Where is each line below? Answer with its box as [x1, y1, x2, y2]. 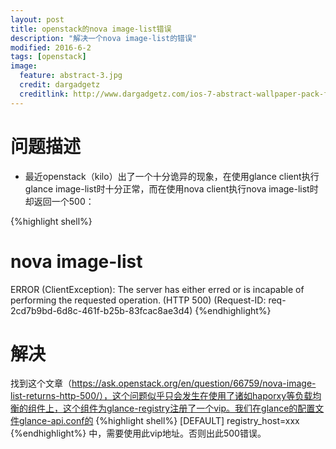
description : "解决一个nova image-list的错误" [10, 33, 198, 43]
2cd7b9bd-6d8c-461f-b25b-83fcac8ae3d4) [10, 304, 193, 316]
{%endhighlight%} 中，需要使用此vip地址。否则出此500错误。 [10, 427, 267, 440]
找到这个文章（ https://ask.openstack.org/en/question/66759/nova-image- [10, 377, 317, 390]
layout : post [10, 14, 65, 25]
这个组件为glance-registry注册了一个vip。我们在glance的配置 [62, 402, 316, 415]
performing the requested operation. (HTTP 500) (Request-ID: [10, 294, 267, 306]
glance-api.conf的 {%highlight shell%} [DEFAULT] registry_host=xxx [18, 415, 300, 427]
